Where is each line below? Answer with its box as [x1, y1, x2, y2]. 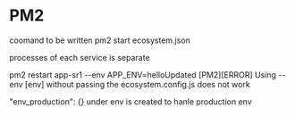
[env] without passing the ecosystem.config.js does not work [25, 79, 250, 89]
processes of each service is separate [9, 52, 150, 62]
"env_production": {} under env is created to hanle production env [9, 95, 252, 107]
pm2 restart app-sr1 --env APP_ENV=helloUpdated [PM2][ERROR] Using [9, 69, 277, 80]
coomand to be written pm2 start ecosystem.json [9, 35, 190, 46]
